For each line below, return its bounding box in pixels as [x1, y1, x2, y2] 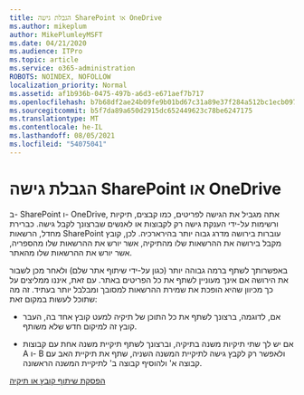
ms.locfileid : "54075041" [9, 140, 107, 149]
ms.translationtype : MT [9, 114, 100, 123]
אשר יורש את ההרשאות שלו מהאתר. [9, 246, 133, 258]
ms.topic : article [9, 55, 79, 64]
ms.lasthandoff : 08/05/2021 [9, 131, 116, 140]
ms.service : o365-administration [9, 64, 136, 73]
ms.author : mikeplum [9, 22, 88, 31]
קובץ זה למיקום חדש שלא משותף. [22, 321, 138, 332]
